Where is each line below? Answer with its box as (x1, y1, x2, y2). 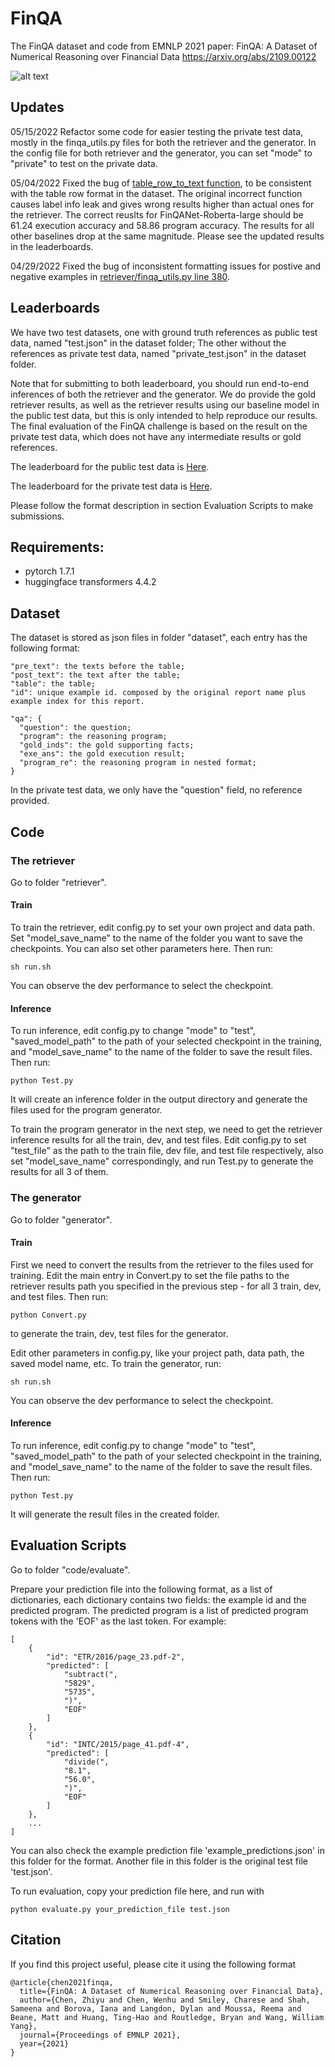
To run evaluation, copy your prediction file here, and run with (10, 1885, 265, 1897)
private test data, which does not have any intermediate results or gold (10, 430, 302, 442)
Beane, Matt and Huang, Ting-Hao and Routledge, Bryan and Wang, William (10, 2012, 325, 2022)
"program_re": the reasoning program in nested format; (19, 758, 257, 768)
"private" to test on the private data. (10, 157, 158, 169)
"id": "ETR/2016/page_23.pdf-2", (46, 1652, 186, 1662)
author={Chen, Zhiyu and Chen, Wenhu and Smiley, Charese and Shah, (19, 1995, 311, 2005)
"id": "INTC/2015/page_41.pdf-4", (46, 1739, 190, 1749)
